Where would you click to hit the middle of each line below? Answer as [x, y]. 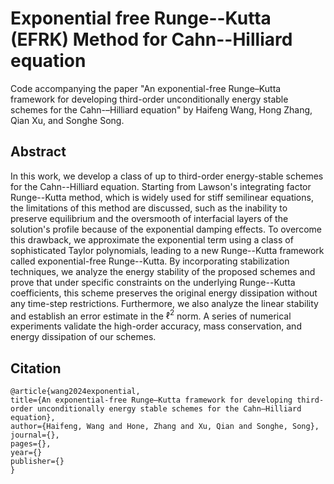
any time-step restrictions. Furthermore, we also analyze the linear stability [164, 303]
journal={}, [35, 435]
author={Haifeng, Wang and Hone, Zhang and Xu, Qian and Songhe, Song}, [165, 427]
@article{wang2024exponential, [75, 392]
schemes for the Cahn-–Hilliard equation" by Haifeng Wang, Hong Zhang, [161, 109]
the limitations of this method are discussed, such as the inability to [149, 208]
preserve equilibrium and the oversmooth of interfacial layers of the [149, 218]
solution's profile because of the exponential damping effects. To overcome [166, 229]
